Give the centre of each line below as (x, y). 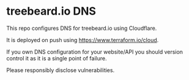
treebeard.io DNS (51, 11)
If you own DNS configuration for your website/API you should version (95, 52)
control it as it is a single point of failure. (57, 58)
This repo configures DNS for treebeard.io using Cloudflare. (82, 28)
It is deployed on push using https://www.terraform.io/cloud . (83, 40)
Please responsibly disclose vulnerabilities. (61, 70)
